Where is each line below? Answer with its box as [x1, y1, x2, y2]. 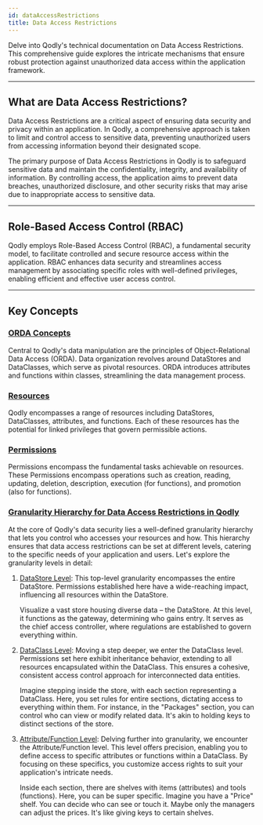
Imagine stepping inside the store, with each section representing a [19, 685, 237, 695]
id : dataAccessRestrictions [8, 11, 100, 20]
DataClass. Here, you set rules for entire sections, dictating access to [19, 694, 243, 703]
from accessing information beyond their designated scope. [8, 141, 201, 151]
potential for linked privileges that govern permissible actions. [8, 425, 207, 434]
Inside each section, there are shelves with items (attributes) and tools [19, 783, 247, 792]
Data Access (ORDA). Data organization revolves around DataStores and [8, 354, 241, 363]
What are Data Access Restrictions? [8, 95, 188, 108]
